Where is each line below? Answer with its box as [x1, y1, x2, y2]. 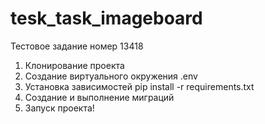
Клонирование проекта [24, 59, 125, 71]
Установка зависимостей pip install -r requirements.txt [24, 80, 255, 92]
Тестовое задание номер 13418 [10, 40, 144, 52]
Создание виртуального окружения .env [24, 70, 198, 82]
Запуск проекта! [24, 102, 95, 114]
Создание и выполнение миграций [24, 91, 175, 103]
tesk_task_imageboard [10, 7, 203, 30]
